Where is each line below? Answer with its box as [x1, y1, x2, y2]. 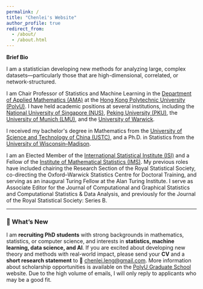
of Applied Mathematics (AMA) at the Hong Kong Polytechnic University [6, 96, 185, 103]
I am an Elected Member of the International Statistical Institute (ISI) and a [6, 152, 190, 159]
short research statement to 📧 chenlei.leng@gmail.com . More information [6, 257, 192, 264]
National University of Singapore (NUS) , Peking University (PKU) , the [6, 109, 178, 116]
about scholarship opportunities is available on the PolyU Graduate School [6, 264, 192, 271]
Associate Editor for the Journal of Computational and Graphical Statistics [6, 184, 190, 191]
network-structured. [6, 78, 56, 85]
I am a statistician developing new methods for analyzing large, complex [6, 65, 186, 73]
